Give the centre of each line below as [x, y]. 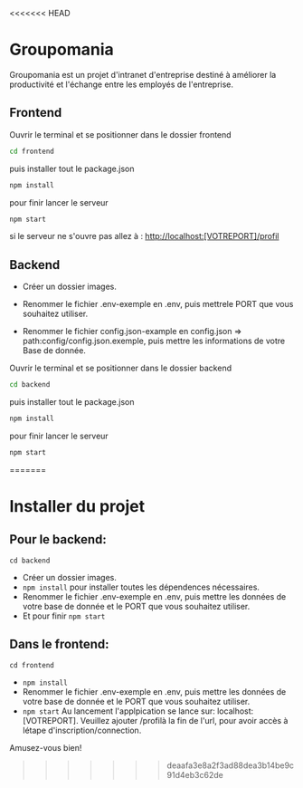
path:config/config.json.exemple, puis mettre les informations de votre [154, 341]
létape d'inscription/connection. [82, 730]
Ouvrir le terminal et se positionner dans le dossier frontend [121, 134]
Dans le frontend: [60, 644]
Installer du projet [77, 506]
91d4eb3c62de [195, 774]
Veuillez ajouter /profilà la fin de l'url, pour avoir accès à [184, 720]
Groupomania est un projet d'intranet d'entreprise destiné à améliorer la [143, 74]
